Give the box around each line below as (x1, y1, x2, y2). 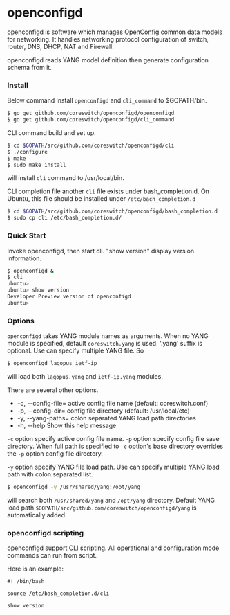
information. (7, 254, 42, 262)
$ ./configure (7, 148, 48, 155)
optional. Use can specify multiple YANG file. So (7, 346, 144, 355)
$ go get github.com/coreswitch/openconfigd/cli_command (7, 116, 175, 123)
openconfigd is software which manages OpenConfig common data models (7, 28, 223, 36)
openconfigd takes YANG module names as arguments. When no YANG (7, 332, 209, 340)
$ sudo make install (7, 161, 67, 168)
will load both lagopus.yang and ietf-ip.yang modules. (7, 372, 164, 380)
